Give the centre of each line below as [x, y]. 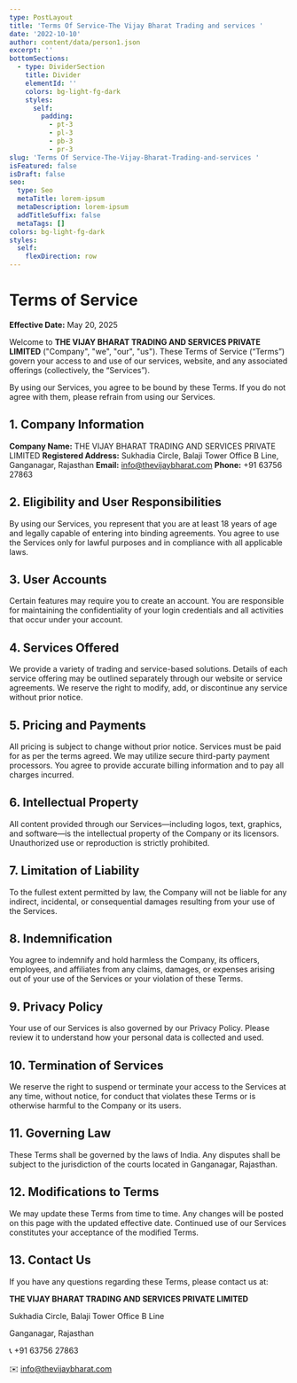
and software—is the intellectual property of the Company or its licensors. [144, 833]
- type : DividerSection [61, 67]
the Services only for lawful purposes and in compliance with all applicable [146, 543]
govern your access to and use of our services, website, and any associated [148, 361]
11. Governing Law [60, 1133]
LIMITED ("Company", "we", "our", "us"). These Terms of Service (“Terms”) [147, 351]
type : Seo [35, 191]
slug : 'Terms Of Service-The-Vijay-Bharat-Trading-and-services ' [134, 157]
